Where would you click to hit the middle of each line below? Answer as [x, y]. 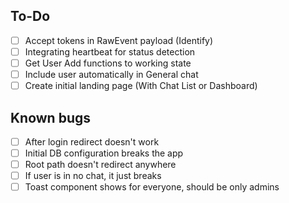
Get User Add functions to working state [108, 63]
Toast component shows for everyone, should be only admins [152, 187]
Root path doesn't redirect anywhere [100, 165]
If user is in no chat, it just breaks [93, 176]
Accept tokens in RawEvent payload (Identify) [119, 40]
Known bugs [51, 117]
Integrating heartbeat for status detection [110, 51]
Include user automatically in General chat [111, 74]
